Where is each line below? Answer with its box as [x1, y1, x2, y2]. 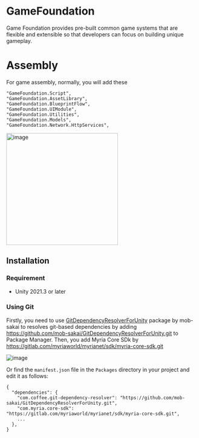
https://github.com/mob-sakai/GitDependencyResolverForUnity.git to [6, 329, 178, 337]
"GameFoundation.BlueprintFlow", [6, 101, 91, 107]
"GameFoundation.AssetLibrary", [6, 95, 88, 101]
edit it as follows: [6, 372, 48, 380]
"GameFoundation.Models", [6, 116, 71, 123]
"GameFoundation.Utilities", [6, 111, 80, 118]
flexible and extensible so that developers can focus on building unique [6, 30, 184, 38]
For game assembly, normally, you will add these [6, 78, 128, 86]
